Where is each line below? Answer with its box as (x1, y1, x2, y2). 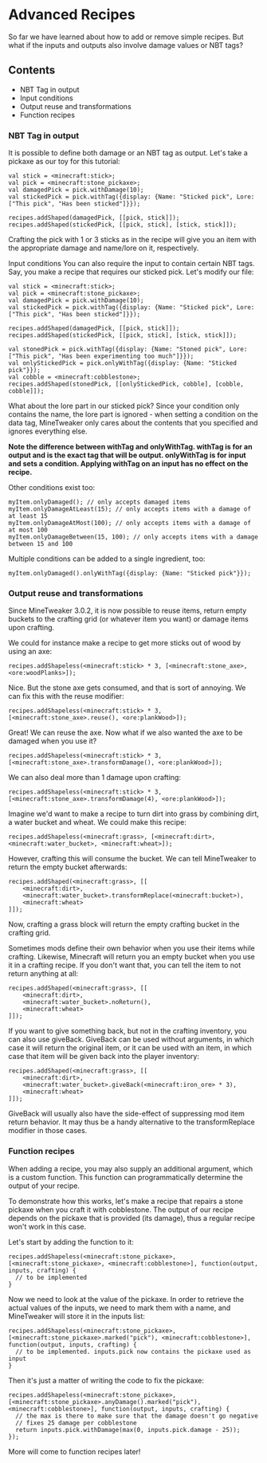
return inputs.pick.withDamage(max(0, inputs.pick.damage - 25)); (15, 1426, 241, 1434)
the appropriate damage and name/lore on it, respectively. (8, 243, 199, 253)
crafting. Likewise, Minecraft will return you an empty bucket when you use (8, 952, 255, 962)
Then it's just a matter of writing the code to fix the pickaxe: (8, 1375, 205, 1385)
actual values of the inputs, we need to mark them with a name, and (8, 1303, 231, 1312)
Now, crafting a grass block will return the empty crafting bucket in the (8, 920, 240, 929)
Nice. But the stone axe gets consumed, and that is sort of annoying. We (8, 683, 246, 692)
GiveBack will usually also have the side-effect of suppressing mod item (8, 1109, 245, 1119)
